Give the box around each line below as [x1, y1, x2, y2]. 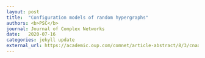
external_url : [6, 43, 43, 49]
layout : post [6, 8, 40, 15]
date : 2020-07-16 [6, 31, 56, 37]
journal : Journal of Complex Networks [6, 25, 105, 32]
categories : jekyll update [6, 37, 75, 43]
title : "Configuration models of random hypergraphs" [6, 14, 149, 21]
